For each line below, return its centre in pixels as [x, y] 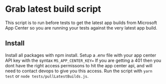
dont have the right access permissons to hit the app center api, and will [79, 65]
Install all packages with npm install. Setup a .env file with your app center [81, 55]
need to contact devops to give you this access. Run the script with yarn [79, 71]
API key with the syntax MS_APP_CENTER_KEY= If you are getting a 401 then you [83, 60]
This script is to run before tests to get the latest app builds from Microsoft [81, 23]
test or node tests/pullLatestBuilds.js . [47, 76]
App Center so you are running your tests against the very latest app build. [81, 28]
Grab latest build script [53, 9]
